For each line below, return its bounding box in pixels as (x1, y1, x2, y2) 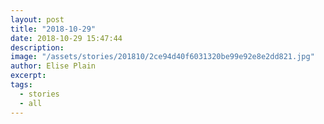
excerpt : (10, 71, 47, 81)
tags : (10, 80, 33, 90)
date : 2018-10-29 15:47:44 (10, 33, 123, 43)
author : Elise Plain (10, 61, 97, 71)
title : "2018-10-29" (10, 24, 97, 34)
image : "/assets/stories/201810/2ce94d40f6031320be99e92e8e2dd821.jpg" (10, 52, 315, 62)
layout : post (10, 14, 65, 25)
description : (10, 42, 65, 53)
